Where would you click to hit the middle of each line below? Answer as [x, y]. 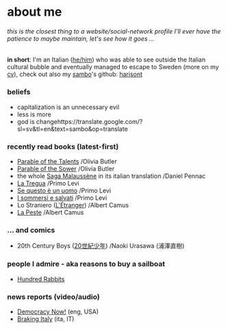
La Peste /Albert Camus [50, 212]
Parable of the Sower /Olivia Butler [66, 168]
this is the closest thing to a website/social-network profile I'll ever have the [114, 31]
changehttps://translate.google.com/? [90, 121]
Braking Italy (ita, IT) [46, 318]
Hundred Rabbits [41, 279]
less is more [34, 114]
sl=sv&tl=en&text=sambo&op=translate [72, 129]
